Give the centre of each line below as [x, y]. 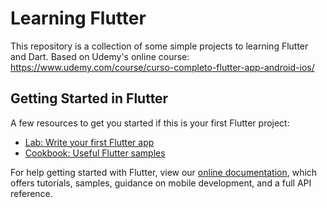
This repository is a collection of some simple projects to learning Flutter [159, 46]
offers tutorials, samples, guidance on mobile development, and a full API [161, 183]
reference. [31, 193]
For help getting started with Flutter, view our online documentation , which [164, 172]
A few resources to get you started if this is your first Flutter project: [150, 123]
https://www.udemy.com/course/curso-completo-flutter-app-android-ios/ [162, 67]
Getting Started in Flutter [89, 98]
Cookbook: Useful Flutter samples [95, 153]
